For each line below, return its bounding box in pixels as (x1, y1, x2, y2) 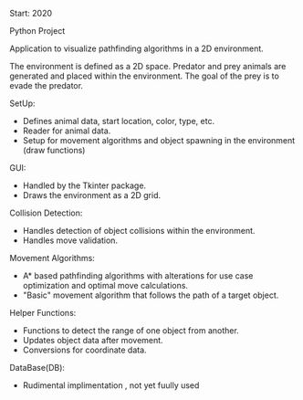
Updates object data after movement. (22, 335, 163, 345)
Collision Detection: (9, 207, 83, 218)
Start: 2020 (9, 8, 53, 18)
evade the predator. (9, 80, 84, 90)
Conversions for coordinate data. (22, 344, 148, 355)
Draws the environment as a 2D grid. (22, 190, 162, 200)
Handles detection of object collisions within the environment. (22, 226, 256, 236)
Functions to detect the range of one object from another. (22, 325, 239, 336)
